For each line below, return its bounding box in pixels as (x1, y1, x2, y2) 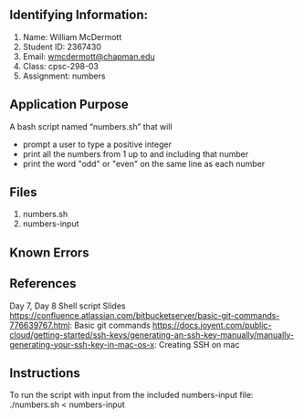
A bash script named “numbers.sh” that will (9, 120, 173, 131)
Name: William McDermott (22, 31, 122, 42)
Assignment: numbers (22, 70, 106, 81)
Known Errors (9, 245, 89, 260)
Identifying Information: (9, 7, 149, 23)
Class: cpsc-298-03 (22, 60, 99, 71)
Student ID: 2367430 (22, 41, 102, 52)
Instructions (9, 365, 80, 382)
